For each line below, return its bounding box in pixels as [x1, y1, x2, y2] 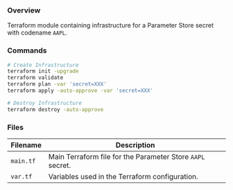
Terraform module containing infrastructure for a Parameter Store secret [7, 21, 214, 30]
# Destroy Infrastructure [7, 99, 82, 106]
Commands [7, 46, 47, 55]
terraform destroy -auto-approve [7, 106, 104, 113]
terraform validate [7, 75, 64, 82]
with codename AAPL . [7, 28, 67, 37]
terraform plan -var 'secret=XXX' [7, 81, 107, 88]
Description [115, 140, 155, 150]
